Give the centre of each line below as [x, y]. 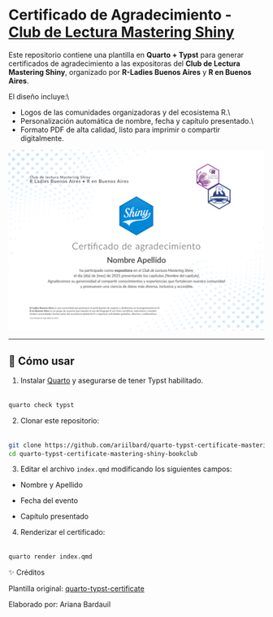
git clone [25, 445]
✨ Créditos [27, 572]
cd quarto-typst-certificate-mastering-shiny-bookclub [103, 453]
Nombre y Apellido [52, 485]
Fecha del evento [49, 501]
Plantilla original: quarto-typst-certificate [76, 589]
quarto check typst [41, 405]
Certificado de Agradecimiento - [120, 15]
